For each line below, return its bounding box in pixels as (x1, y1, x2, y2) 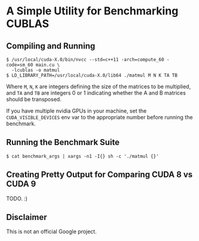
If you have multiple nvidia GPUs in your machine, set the (6, 107, 147, 115)
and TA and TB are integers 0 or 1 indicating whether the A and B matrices (6, 89, 186, 97)
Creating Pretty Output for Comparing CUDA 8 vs (6, 170, 193, 180)
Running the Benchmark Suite (6, 137, 120, 147)
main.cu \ (35, 62, 60, 68)
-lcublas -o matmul (11, 67, 60, 73)
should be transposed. (6, 96, 62, 103)
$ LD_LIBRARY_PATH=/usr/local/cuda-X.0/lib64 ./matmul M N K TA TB (6, 73, 178, 79)
